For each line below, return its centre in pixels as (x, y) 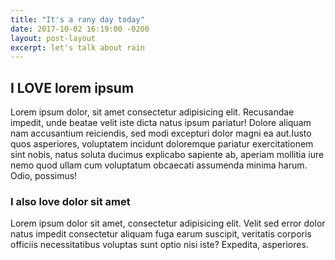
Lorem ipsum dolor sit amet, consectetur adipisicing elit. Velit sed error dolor (168, 223)
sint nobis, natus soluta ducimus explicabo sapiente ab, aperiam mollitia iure (167, 155)
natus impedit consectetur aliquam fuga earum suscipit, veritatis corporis (161, 234)
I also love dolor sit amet (70, 201)
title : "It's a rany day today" (77, 19)
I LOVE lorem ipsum (72, 87)
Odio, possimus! (44, 176)
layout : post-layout (53, 38)
